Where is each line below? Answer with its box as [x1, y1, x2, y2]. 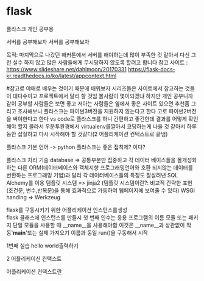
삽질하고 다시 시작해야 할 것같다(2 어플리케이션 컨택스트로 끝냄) [17, 130, 168, 138]
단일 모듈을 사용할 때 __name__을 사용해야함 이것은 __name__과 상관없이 [12, 221, 185, 229]
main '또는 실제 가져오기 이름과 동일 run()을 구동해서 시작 [13, 229, 148, 236]
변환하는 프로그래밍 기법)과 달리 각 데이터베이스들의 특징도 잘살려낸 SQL [6, 171, 178, 179]
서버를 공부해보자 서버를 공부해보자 [6, 38, 90, 45]
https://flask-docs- [127, 65, 175, 73]
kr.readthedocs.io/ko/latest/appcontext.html [6, 72, 117, 79]
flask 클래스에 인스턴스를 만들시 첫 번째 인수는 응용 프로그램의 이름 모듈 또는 [6, 213, 188, 221]
